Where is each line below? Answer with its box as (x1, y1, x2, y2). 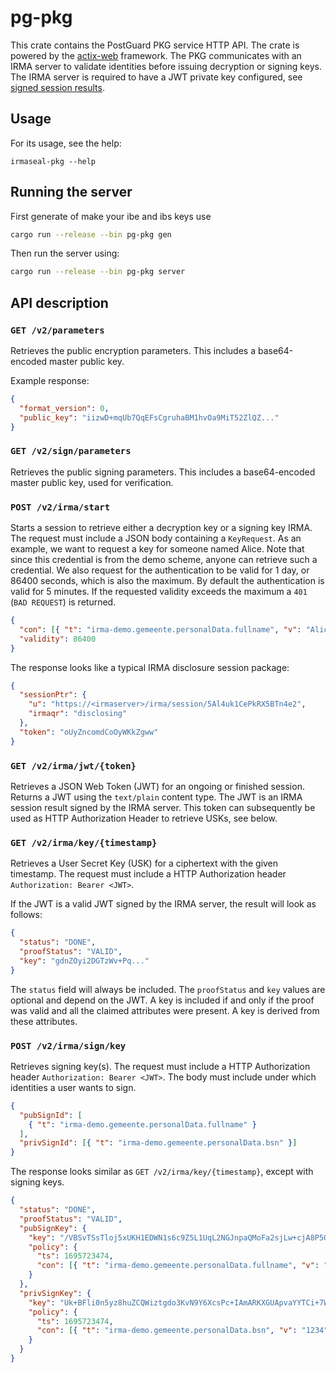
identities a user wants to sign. (10, 1081, 137, 1093)
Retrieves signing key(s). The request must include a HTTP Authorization (10, 1060, 311, 1072)
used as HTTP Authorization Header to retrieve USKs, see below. (10, 812, 278, 825)
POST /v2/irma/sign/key (10, 1040, 127, 1051)
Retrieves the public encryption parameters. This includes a (10, 345, 256, 356)
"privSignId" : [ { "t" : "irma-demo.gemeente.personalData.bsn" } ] (19, 1138, 298, 1148)
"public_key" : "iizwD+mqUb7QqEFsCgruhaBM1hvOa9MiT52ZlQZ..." (19, 412, 280, 423)
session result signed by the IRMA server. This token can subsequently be (10, 802, 316, 814)
